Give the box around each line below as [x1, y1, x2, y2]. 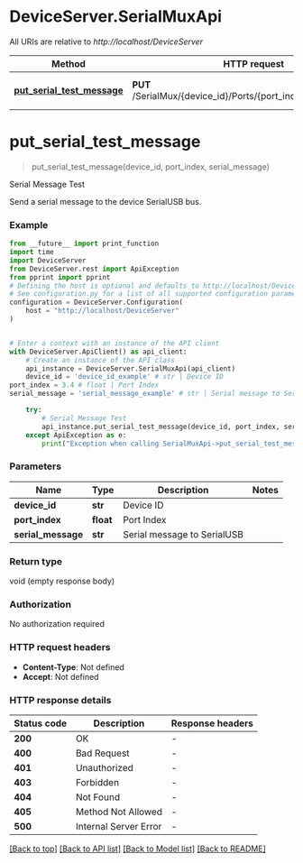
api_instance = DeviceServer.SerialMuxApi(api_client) [25, 363, 236, 373]
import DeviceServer [9, 255, 87, 265]
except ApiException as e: [25, 430, 127, 439]
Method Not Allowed [75, 805, 162, 818]
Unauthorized [75, 761, 133, 774]
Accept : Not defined [22, 671, 99, 682]
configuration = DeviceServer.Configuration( [9, 298, 183, 308]
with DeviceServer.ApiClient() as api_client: [9, 347, 188, 356]
